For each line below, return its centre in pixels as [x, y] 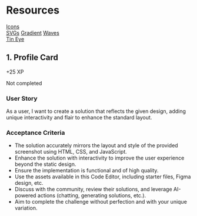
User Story [22, 98]
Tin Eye [15, 39]
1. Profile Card [32, 57]
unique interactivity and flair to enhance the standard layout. [79, 118]
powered [25, 195]
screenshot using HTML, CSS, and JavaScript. [71, 152]
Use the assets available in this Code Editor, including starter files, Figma [103, 177]
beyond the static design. [45, 164]
